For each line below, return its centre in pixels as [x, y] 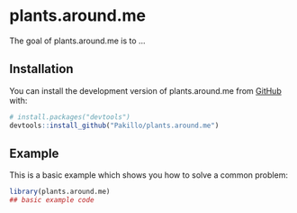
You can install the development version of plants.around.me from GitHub [145, 90]
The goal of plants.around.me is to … [77, 41]
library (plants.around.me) [60, 192]
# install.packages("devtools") [70, 117]
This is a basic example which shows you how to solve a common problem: [148, 175]
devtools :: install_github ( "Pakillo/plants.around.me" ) [114, 125]
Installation [41, 69]
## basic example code [52, 200]
